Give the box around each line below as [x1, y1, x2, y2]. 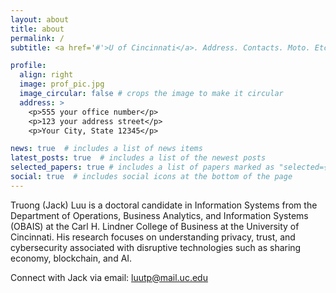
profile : [10, 61, 47, 71]
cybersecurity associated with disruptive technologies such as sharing [10, 241, 302, 253]
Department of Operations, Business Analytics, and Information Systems [10, 209, 309, 221]
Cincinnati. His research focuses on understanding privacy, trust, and [10, 231, 296, 243]
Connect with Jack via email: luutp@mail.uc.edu [10, 271, 208, 283]
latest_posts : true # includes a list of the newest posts [10, 153, 267, 163]
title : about [10, 24, 65, 34]
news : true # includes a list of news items [10, 144, 203, 154]
